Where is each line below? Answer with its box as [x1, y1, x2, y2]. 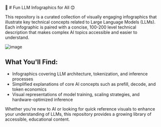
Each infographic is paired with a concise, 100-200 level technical [5, 24, 137, 30]
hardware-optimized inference [12, 96, 73, 102]
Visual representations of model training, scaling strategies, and [12, 91, 140, 97]
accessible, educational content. [5, 116, 70, 122]
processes [12, 76, 33, 82]
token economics [12, 86, 47, 92]
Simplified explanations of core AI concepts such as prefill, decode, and [12, 81, 156, 87]
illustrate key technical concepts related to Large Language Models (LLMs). [5, 19, 156, 25]
